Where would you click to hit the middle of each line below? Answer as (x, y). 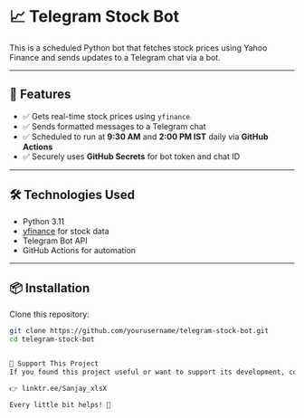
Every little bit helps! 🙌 (60, 404)
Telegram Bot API (55, 241)
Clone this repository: (50, 314)
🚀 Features (40, 95)
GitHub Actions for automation (79, 250)
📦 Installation (50, 288)
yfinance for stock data (66, 231)
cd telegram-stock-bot (52, 339)
